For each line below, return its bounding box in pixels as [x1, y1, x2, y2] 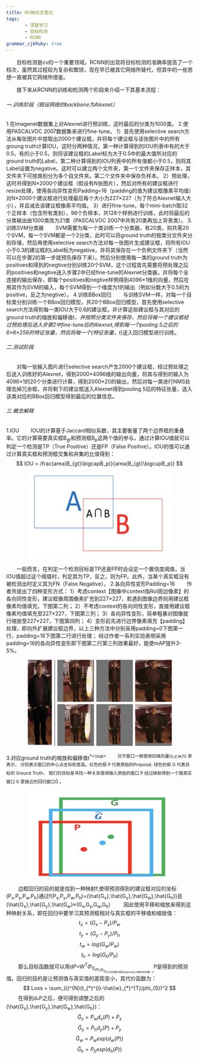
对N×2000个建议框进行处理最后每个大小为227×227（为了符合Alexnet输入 [6, 195, 187, 202]
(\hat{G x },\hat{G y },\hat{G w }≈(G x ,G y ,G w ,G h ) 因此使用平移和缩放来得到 [6, 901, 186, 909]
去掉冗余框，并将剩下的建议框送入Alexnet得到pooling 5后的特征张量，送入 [11, 385, 192, 392]
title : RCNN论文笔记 [6, 10, 53, 15]
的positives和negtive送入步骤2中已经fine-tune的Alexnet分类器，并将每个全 [6, 269, 189, 276]
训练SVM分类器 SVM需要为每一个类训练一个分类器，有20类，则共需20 [6, 225, 190, 232]
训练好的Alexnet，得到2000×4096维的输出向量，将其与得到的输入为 [21, 370, 190, 377]
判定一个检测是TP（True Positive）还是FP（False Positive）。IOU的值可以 [6, 442, 185, 450]
